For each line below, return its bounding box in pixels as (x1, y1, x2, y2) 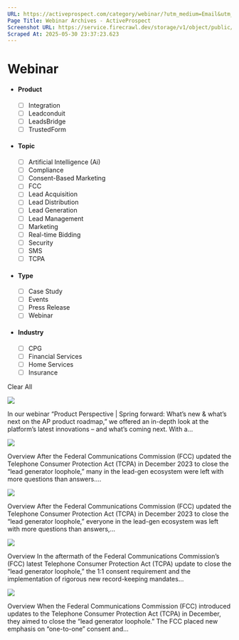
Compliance (28, 166, 64, 175)
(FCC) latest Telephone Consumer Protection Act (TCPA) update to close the (7, 559, 232, 568)
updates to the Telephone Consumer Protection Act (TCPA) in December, (7, 609, 222, 618)
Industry (17, 327, 44, 336)
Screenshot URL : (7, 24, 55, 31)
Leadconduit (28, 108, 65, 118)
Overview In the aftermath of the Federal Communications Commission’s (7, 552, 220, 560)
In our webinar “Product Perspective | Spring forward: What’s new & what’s (7, 410, 227, 418)
